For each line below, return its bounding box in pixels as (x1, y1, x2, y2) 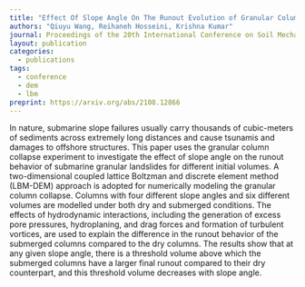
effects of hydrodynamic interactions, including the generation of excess (9, 210, 281, 221)
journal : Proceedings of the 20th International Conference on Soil (9, 30, 274, 39)
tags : (9, 64, 30, 74)
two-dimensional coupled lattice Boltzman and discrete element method (9, 171, 280, 182)
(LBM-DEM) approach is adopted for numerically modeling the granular (9, 181, 276, 192)
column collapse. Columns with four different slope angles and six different (9, 190, 290, 201)
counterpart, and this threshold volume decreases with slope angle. (9, 267, 262, 278)
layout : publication (9, 38, 88, 48)
